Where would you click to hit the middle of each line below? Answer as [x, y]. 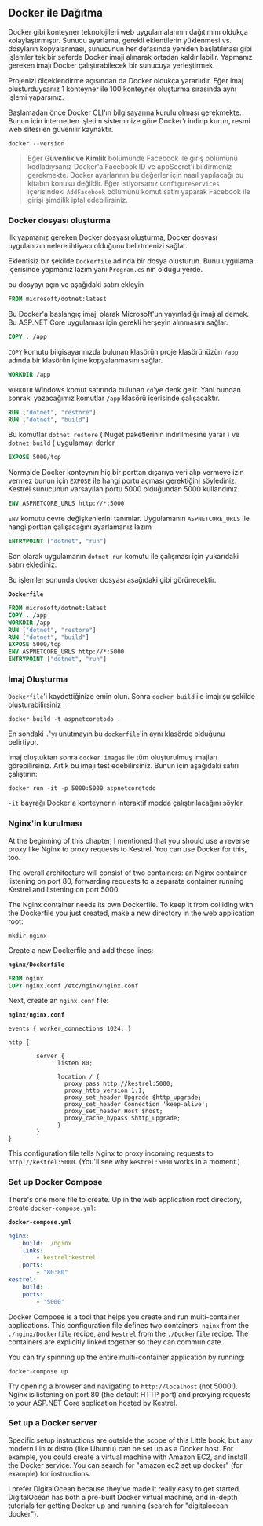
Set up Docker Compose [55, 1182]
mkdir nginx [27, 936]
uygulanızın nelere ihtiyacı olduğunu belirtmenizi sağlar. [98, 246]
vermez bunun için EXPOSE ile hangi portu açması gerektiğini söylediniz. [122, 481]
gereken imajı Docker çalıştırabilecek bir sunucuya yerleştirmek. [111, 65]
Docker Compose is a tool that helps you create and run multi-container [124, 1317]
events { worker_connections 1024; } [70, 1029]
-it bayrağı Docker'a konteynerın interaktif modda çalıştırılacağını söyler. [126, 803]
